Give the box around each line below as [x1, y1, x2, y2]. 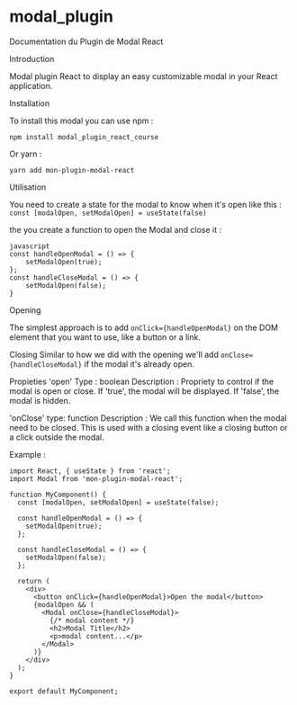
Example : [9, 449, 47, 460]
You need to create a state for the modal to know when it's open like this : [9, 199, 282, 210]
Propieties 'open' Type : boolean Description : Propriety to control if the [9, 376, 274, 387]
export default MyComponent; [9, 686, 119, 696]
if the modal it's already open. [84, 358, 195, 370]
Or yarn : [9, 148, 42, 159]
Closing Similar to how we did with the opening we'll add [9, 349, 219, 360]
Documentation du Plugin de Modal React [9, 36, 164, 47]
